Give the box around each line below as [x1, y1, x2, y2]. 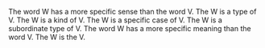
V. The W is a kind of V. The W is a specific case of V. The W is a [8, 15, 223, 25]
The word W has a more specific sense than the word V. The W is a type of [8, 7, 257, 16]
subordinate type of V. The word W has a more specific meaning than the [8, 24, 251, 33]
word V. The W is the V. [8, 32, 86, 42]
